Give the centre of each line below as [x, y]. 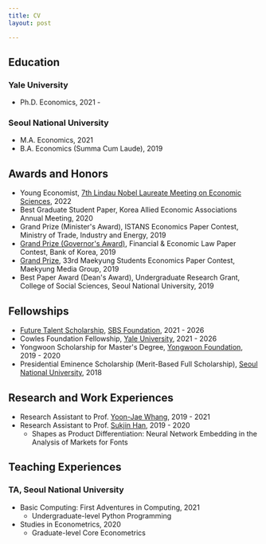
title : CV [25, 16]
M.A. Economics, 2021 [57, 140]
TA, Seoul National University [66, 490]
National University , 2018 [61, 373]
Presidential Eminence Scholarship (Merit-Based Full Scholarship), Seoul [139, 364]
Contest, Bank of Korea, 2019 [68, 252]
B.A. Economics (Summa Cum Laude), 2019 [91, 149]
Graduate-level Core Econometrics [88, 532]
